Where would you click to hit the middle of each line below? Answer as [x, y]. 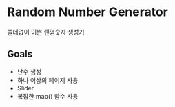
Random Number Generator [88, 12]
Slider [25, 88]
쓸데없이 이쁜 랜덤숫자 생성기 [46, 32]
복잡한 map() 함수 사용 [48, 96]
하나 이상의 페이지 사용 [48, 80]
